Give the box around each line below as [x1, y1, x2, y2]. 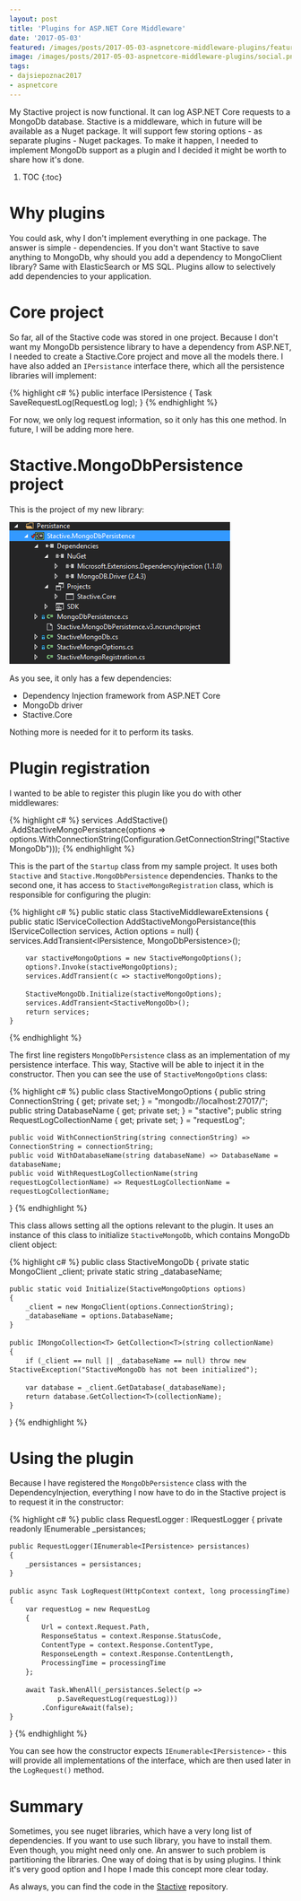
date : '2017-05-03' [9, 33, 82, 42]
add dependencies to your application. [9, 270, 152, 282]
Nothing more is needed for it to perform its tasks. [9, 727, 194, 737]
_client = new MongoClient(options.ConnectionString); [25, 1302, 235, 1312]
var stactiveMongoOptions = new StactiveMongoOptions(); [25, 954, 243, 963]
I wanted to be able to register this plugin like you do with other [9, 788, 242, 798]
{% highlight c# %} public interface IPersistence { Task [9, 387, 212, 398]
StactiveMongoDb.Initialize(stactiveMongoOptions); [25, 990, 222, 998]
